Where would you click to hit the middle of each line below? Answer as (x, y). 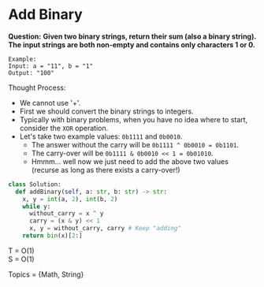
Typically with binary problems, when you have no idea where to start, (134, 119)
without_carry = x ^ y (66, 214)
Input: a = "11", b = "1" (50, 66)
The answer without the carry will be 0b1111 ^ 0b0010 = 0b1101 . (135, 144)
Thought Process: (37, 88)
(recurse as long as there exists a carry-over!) (106, 170)
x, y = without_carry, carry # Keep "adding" (105, 229)
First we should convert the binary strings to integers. (107, 111)
